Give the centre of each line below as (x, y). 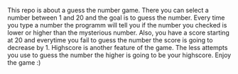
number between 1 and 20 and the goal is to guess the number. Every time (116, 18)
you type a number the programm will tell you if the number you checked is (117, 25)
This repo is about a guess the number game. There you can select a (108, 10)
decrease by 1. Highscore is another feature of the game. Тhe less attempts (118, 48)
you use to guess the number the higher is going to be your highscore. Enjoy (119, 55)
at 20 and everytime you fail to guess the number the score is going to (110, 40)
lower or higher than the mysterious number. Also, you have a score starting (118, 32)
